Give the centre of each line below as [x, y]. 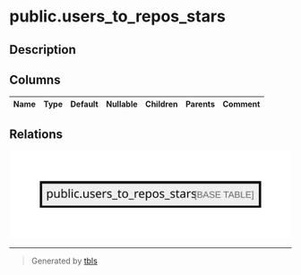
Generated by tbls [64, 261]
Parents [200, 104]
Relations [36, 134]
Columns [35, 79]
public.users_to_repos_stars [118, 17]
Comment [241, 104]
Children [161, 104]
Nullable [122, 104]
